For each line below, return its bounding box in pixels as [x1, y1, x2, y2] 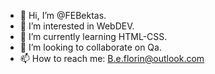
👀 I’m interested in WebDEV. [19, 20, 135, 32]
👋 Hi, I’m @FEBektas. [19, 10, 107, 21]
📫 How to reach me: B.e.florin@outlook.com [19, 53, 205, 64]
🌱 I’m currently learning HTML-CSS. [19, 31, 168, 42]
